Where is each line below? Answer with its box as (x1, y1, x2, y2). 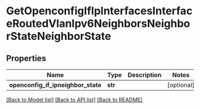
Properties (6, 53, 46, 63)
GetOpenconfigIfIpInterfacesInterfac (6, 4, 193, 18)
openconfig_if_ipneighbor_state (9, 81, 102, 89)
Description (127, 71, 162, 79)
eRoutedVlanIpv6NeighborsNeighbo (6, 17, 190, 30)
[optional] (167, 81, 195, 89)
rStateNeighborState (6, 30, 111, 43)
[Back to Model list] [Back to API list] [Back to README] (6, 96, 143, 103)
